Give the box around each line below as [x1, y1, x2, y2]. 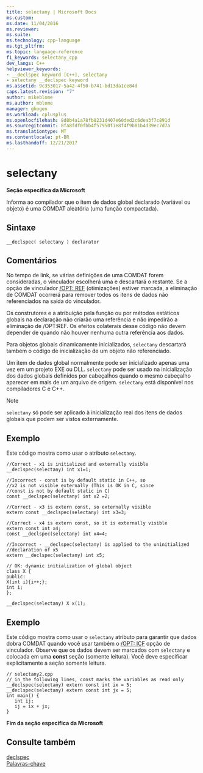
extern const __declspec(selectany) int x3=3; [6, 509, 127, 516]
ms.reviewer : [6, 26, 40, 32]
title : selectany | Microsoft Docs [6, 9, 97, 15]
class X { [6, 569, 32, 575]
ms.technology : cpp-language [6, 37, 80, 43]
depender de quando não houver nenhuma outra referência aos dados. [6, 329, 185, 337]
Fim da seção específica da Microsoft [6, 719, 104, 726]
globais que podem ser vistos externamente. [6, 416, 119, 423]
